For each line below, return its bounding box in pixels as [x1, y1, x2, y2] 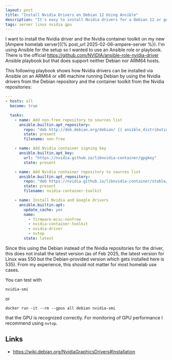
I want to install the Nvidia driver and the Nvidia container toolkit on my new [5, 36, 165, 42]
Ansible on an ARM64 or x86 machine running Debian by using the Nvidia [5, 73, 161, 79]
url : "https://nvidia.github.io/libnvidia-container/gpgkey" [24, 155, 157, 161]
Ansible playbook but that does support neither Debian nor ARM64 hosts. [5, 57, 160, 64]
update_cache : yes [24, 207, 63, 212]
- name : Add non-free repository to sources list [14, 117, 123, 123]
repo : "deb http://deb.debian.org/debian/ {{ [24, 127, 123, 132]
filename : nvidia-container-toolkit [24, 188, 102, 194]
